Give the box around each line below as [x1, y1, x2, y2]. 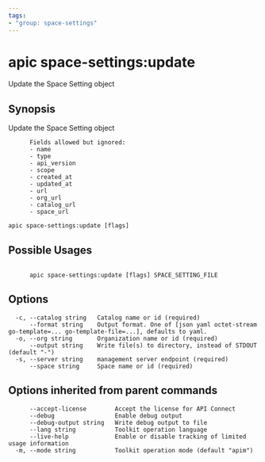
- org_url [29, 194, 62, 202]
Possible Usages [8, 243, 93, 257]
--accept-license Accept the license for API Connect [29, 405, 236, 413]
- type [29, 152, 52, 161]
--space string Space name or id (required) [29, 362, 194, 370]
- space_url [29, 208, 69, 216]
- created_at [29, 174, 73, 181]
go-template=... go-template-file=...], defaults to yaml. [8, 327, 208, 335]
